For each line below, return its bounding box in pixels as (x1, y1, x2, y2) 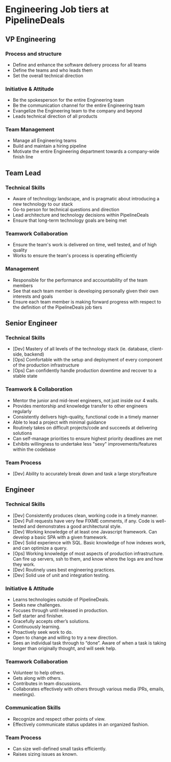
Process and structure (5, 50, 62, 57)
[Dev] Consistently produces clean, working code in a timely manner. (12, 512, 158, 518)
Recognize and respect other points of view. (12, 715, 106, 722)
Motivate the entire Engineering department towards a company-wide (12, 148, 160, 154)
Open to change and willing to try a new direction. (12, 635, 118, 641)
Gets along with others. (12, 675, 62, 681)
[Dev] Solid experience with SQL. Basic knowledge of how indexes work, (12, 539, 166, 545)
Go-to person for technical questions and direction (12, 206, 119, 213)
